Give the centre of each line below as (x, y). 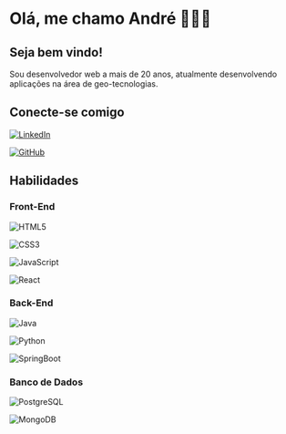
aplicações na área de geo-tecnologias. (84, 84)
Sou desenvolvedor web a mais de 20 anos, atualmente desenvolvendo (143, 74)
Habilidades (44, 181)
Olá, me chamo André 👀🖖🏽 (111, 19)
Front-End (32, 207)
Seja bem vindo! (56, 52)
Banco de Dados (46, 382)
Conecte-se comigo (67, 113)
